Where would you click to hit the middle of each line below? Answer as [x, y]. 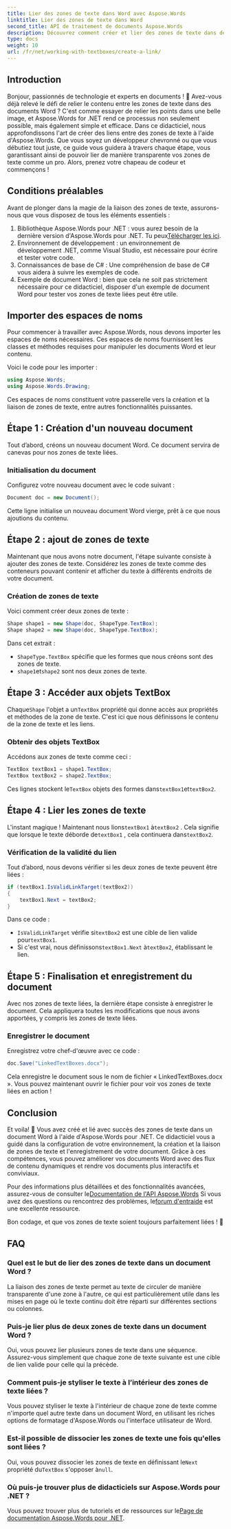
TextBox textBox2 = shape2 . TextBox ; [59, 776]
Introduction [34, 80]
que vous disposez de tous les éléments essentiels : [97, 215]
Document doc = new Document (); [53, 498]
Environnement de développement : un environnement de [99, 243]
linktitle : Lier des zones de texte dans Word [75, 20]
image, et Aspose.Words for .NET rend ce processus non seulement [103, 118]
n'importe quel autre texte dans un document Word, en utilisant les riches [111, 1413]
